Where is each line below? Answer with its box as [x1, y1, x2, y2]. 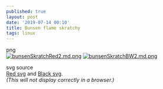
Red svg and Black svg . [6, 70, 63, 77]
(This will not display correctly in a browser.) [6, 77, 115, 84]
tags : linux [6, 30, 35, 36]
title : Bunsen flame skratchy [6, 25, 81, 31]
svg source [6, 64, 34, 71]
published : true [6, 8, 46, 15]
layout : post [6, 14, 38, 20]
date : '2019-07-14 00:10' [6, 19, 70, 25]
